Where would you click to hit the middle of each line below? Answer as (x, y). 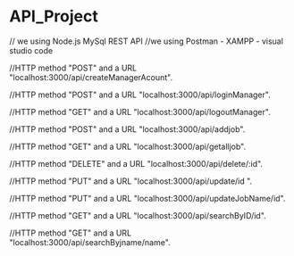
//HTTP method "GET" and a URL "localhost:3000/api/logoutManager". (140, 111)
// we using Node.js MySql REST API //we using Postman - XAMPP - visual (147, 41)
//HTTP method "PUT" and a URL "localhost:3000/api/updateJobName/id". (147, 198)
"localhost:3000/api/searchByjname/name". (90, 242)
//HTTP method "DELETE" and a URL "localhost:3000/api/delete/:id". (136, 163)
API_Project (54, 17)
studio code (31, 50)
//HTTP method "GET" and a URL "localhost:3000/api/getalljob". (128, 146)
